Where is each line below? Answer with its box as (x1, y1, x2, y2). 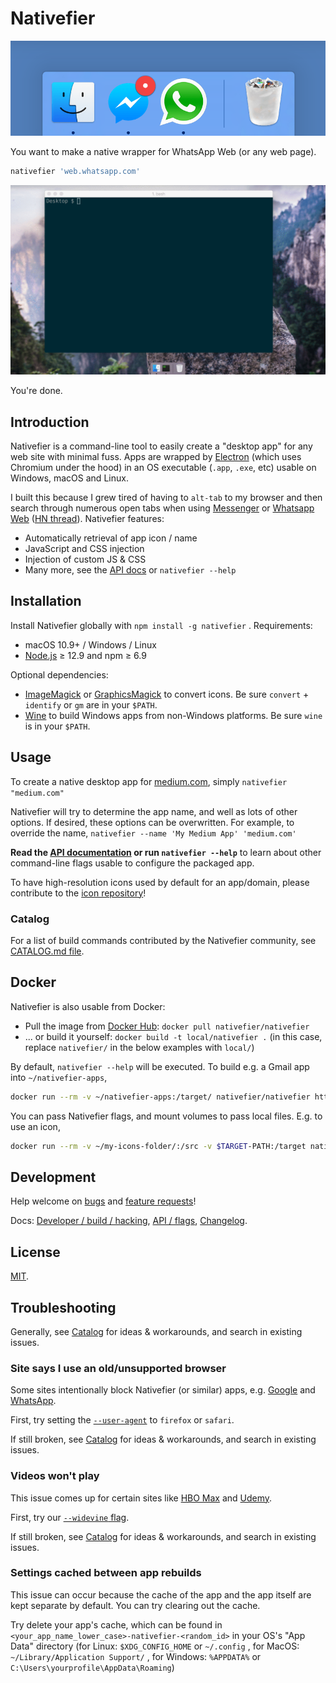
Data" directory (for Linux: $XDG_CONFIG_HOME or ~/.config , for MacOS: (10, 1640, 300, 1652)
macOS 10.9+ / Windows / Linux (24, 638, 157, 651)
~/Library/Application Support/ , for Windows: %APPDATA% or (10, 1650, 262, 1662)
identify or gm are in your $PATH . (24, 698, 158, 711)
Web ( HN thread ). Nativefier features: (10, 513, 165, 524)
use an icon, (10, 1120, 61, 1132)
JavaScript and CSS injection (24, 543, 145, 554)
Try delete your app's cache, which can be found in (10, 1618, 223, 1631)
